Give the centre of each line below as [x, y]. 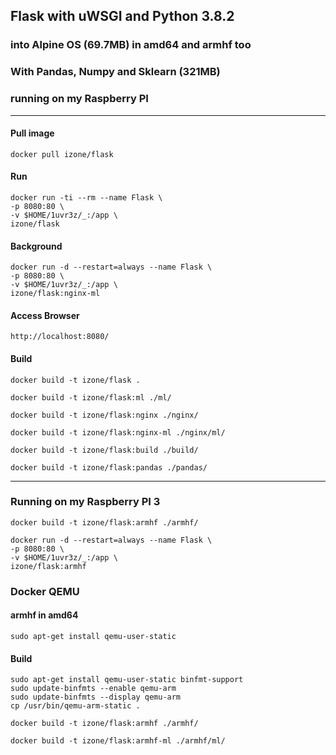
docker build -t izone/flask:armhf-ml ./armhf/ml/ [118, 741]
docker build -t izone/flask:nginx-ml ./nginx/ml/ [118, 432]
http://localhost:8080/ [60, 337]
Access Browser [45, 315]
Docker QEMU [45, 591]
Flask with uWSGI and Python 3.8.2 [122, 16]
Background [36, 246]
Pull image [32, 133]
